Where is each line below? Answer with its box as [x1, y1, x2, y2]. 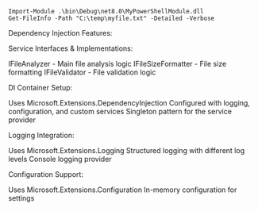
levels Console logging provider [8, 155, 113, 163]
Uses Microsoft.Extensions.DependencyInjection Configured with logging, [8, 98, 250, 107]
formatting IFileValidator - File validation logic [8, 67, 156, 77]
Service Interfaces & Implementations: [8, 44, 133, 53]
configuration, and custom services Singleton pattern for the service [8, 107, 233, 116]
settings [8, 194, 35, 202]
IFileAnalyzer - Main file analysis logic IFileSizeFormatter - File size [8, 59, 227, 68]
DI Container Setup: [8, 83, 73, 92]
